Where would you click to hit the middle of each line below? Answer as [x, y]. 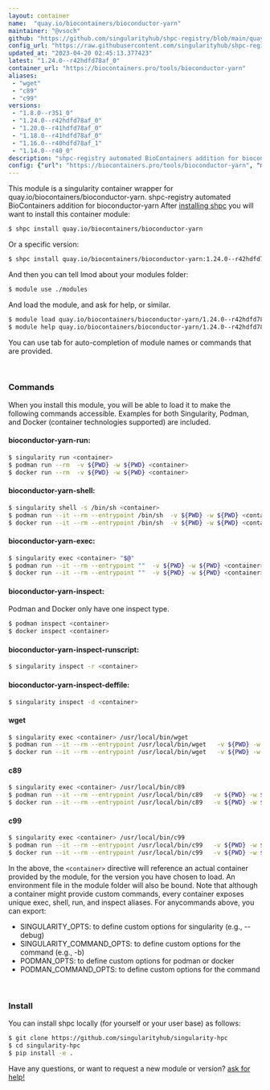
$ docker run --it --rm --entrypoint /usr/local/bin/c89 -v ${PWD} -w [133, 802]
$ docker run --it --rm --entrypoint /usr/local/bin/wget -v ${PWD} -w [135, 752]
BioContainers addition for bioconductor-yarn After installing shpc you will [131, 205]
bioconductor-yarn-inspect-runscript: [74, 649]
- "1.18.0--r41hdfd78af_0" [57, 135]
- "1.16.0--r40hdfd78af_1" [57, 143]
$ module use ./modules [48, 289]
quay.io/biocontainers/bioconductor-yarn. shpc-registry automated [120, 197]
